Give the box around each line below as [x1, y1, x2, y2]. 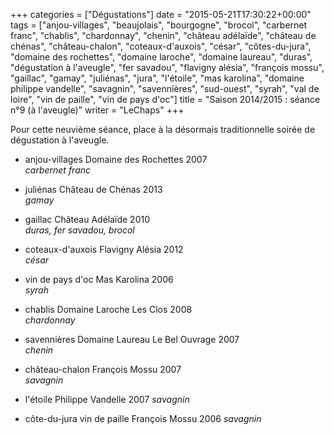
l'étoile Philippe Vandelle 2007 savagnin [24, 394, 190, 405]
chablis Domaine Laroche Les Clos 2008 [24, 304, 193, 315]
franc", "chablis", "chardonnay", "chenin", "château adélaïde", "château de [10, 30, 317, 41]
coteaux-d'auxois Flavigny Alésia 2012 [24, 244, 184, 255]
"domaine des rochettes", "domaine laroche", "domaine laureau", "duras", [10, 51, 313, 63]
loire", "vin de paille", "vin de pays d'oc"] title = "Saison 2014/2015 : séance [10, 94, 321, 105]
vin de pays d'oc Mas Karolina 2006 [24, 274, 174, 285]
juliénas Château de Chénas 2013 [24, 184, 163, 195]
